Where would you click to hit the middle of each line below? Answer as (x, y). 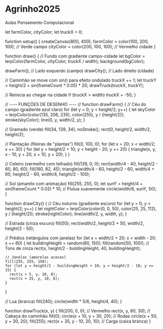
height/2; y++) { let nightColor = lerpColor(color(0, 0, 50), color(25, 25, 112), (81, 208)
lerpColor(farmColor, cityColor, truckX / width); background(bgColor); (75, 61)
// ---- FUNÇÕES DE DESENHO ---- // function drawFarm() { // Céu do (76, 104)
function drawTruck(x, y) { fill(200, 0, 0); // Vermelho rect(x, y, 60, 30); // (78, 310)
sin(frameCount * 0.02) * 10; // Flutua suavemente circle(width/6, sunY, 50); (81, 188)
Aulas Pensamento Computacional (40, 22)
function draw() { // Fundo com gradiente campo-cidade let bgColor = (75, 56)
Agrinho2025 (33, 9)
